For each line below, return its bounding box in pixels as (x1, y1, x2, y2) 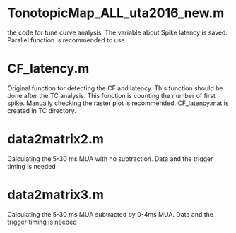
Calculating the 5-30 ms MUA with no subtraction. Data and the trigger (7, 154, 213, 163)
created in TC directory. (7, 106, 76, 114)
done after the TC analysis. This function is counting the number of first (7, 91, 216, 100)
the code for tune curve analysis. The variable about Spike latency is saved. (7, 28, 228, 37)
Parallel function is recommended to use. (7, 35, 127, 44)
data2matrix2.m (7, 131, 105, 148)
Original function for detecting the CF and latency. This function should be (7, 83, 224, 92)
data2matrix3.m (7, 187, 104, 203)
